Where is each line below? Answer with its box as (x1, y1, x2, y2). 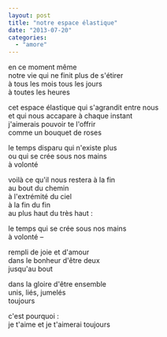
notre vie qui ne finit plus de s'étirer (8, 71, 124, 80)
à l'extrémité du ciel (8, 192, 72, 202)
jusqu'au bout (8, 265, 54, 274)
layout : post (8, 11, 51, 20)
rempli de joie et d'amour (8, 247, 90, 257)
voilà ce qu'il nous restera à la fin (8, 175, 116, 185)
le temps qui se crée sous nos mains (8, 224, 127, 233)
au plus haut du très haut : (8, 209, 93, 218)
